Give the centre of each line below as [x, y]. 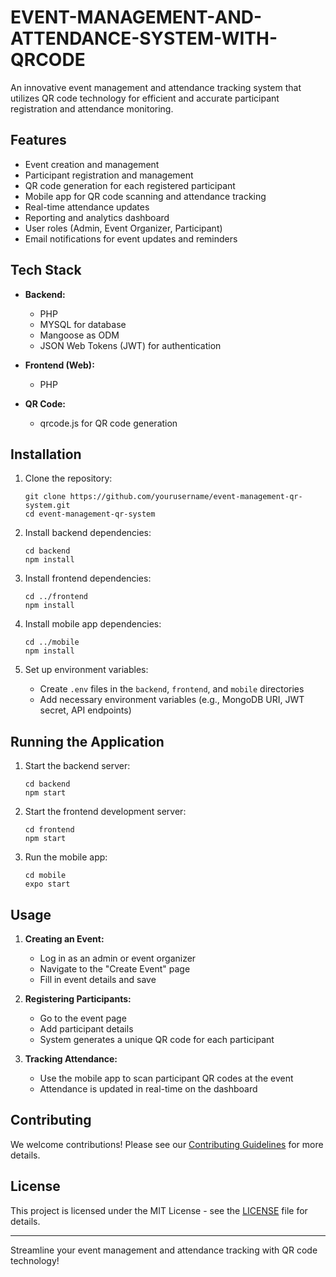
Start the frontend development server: [105, 812]
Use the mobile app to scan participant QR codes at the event [166, 1078]
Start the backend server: [77, 766]
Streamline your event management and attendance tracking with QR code [164, 1250]
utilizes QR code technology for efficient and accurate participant [145, 98]
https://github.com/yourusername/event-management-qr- [186, 497]
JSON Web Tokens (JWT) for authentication [130, 345]
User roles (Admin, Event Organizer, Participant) [123, 228]
